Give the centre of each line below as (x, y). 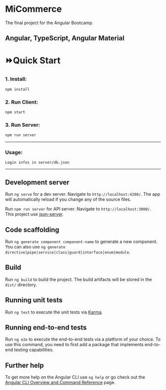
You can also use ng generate (35, 247)
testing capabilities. (34, 350)
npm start (15, 112)
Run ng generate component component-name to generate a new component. (82, 241)
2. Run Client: (22, 102)
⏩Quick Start (33, 60)
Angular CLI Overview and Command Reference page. (60, 383)
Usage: (14, 152)
